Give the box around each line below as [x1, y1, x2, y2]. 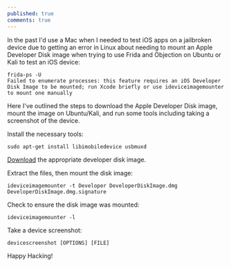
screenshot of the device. [7, 116, 80, 125]
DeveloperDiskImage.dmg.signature [7, 188, 107, 195]
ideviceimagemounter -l [7, 214, 76, 221]
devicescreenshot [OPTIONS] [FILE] [7, 239, 110, 246]
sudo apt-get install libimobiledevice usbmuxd [7, 143, 147, 150]
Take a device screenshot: [7, 226, 82, 234]
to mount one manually [7, 89, 73, 96]
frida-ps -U [7, 71, 41, 78]
